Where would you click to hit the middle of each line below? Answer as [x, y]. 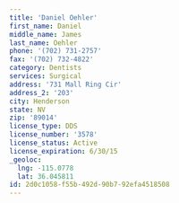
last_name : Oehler [43, 43]
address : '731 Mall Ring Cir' [66, 84]
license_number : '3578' [54, 135]
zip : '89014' [34, 118]
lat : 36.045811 [46, 176]
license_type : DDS [43, 127]
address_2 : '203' [42, 93]
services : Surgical [46, 76]
